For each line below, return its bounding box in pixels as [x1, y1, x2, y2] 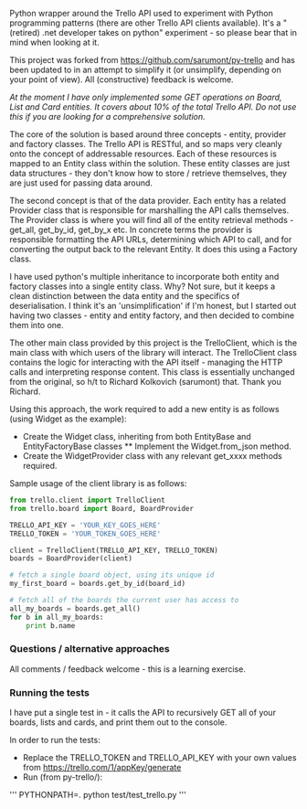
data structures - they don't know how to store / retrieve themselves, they [9, 168, 288, 178]
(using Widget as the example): [9, 413, 127, 424]
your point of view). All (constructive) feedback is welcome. [9, 74, 235, 85]
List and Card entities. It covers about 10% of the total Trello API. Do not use [9, 101, 297, 112]
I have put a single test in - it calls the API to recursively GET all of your [9, 708, 277, 719]
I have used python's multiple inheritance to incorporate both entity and [9, 271, 280, 282]
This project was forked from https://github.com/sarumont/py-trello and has [9, 55, 295, 65]
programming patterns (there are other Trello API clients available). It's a [9, 17, 281, 28]
